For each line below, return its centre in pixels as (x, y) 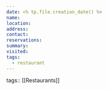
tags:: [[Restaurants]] (33, 80)
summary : (17, 46)
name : (13, 18)
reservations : (24, 40)
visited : (17, 52)
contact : (17, 35)
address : (17, 29)
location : (19, 23)
